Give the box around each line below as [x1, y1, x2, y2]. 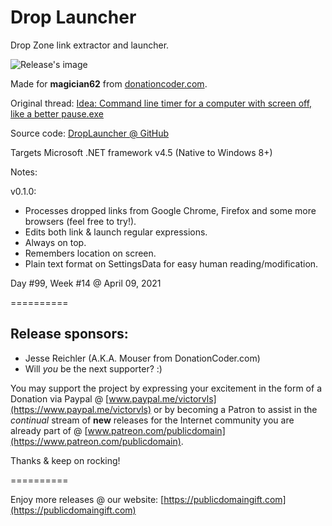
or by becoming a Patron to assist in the [153, 403, 318, 415]
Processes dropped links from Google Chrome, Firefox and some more [24, 204, 317, 216]
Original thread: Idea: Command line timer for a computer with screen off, [10, 97, 313, 109]
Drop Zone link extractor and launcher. [10, 39, 170, 51]
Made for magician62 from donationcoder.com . [10, 77, 208, 90]
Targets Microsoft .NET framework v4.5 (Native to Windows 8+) [10, 146, 273, 158]
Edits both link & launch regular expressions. [24, 226, 208, 238]
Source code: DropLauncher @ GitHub [10, 127, 170, 139]
